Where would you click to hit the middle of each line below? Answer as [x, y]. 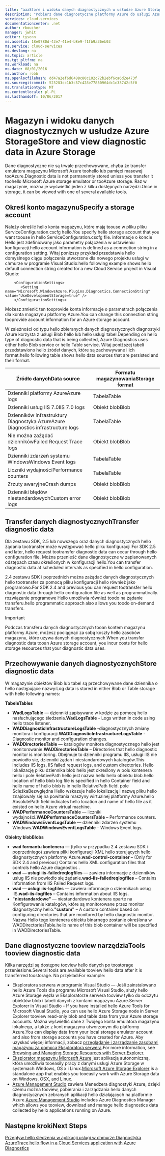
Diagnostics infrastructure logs [43, 427]
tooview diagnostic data [43, 953]
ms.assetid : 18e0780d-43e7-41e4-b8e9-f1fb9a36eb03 [58, 42]
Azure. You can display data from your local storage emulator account [82, 1032]
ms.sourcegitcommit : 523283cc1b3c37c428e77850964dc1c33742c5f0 [71, 83]
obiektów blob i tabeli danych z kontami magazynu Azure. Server [77, 1001]
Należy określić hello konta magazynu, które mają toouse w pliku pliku [76, 227]
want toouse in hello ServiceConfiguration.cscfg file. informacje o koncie [79, 237]
